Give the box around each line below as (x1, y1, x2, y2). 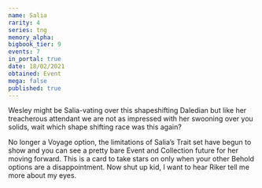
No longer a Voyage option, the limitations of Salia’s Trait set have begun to (8, 138, 252, 147)
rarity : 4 (8, 19, 41, 27)
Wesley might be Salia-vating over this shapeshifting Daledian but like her (8, 106, 247, 115)
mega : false (8, 77, 47, 85)
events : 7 (8, 48, 41, 56)
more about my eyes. (8, 171, 77, 180)
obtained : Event (8, 70, 61, 78)
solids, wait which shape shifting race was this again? (8, 122, 183, 132)
